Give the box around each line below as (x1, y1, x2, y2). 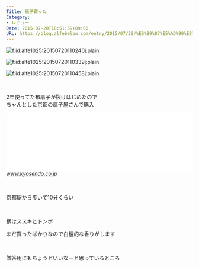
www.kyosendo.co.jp (6, 170, 58, 178)
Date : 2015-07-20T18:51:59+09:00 (6, 25, 89, 31)
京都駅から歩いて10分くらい (6, 194, 74, 201)
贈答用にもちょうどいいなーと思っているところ (6, 255, 120, 262)
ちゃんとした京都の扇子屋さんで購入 (6, 101, 95, 108)
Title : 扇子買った (6, 8, 47, 15)
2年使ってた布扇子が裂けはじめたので (6, 94, 98, 101)
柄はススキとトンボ (6, 218, 53, 225)
